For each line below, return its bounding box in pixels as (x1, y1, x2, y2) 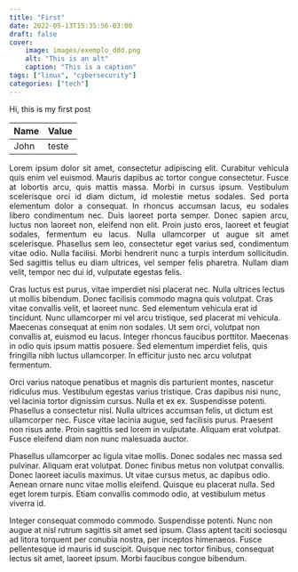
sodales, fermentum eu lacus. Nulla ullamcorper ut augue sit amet (9, 229, 289, 239)
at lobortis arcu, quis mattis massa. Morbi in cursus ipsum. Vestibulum (9, 181, 289, 192)
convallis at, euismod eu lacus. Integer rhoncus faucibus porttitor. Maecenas (9, 331, 289, 342)
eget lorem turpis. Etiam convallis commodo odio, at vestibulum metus (9, 488, 266, 499)
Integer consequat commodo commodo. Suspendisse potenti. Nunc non (9, 515, 273, 526)
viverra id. (9, 497, 46, 508)
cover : (9, 37, 34, 47)
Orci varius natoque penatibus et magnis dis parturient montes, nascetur (9, 376, 275, 387)
